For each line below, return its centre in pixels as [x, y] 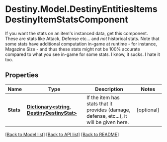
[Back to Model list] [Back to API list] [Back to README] [62, 134]
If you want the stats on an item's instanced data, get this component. [77, 33]
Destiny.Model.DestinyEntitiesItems [81, 9]
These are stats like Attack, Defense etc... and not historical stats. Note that [82, 39]
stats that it [99, 103]
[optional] [148, 110]
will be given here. [108, 122]
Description [109, 89]
